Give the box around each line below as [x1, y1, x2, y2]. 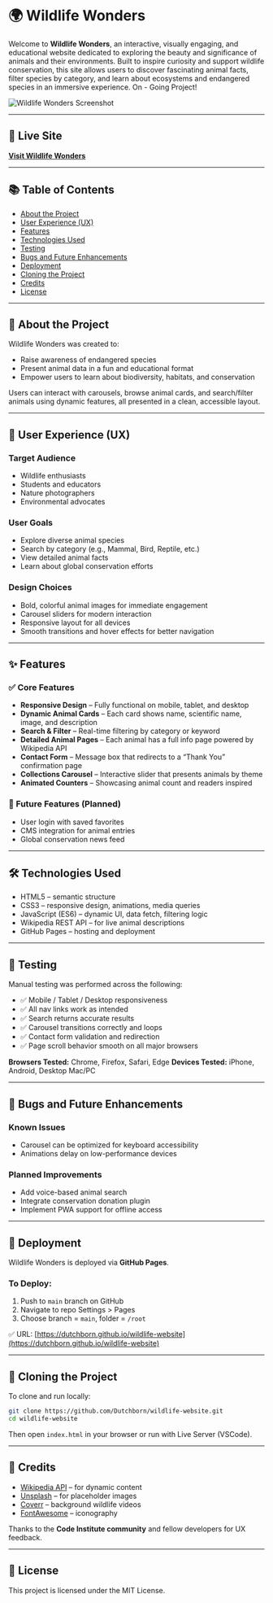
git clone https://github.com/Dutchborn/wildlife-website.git [8, 1407, 223, 1416]
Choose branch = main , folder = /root [19, 1313, 146, 1323]
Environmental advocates [19, 497, 106, 507]
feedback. [8, 1532, 42, 1542]
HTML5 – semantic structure [19, 892, 116, 902]
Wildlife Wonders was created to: [8, 339, 119, 349]
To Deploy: [8, 1278, 52, 1289]
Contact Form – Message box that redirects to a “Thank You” [19, 752, 226, 762]
